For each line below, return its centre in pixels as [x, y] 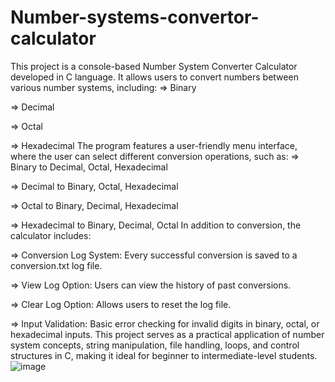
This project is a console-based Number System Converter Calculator [154, 66]
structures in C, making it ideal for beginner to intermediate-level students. [164, 355]
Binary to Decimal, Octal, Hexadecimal [89, 167]
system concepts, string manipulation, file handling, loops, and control [155, 345]
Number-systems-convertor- [135, 17]
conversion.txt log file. [56, 265]
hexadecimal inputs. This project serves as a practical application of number [167, 334]
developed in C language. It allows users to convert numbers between [154, 77]
